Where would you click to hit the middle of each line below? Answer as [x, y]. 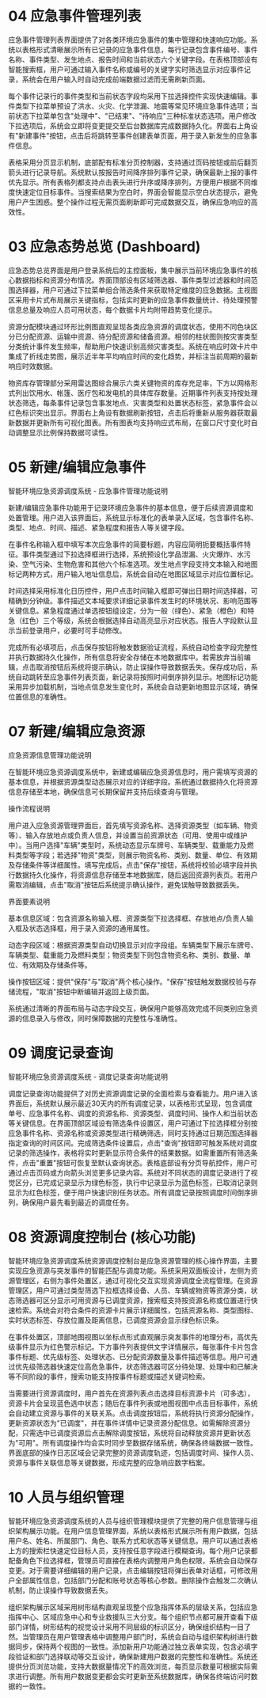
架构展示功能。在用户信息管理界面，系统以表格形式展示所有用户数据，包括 [136, 1531]
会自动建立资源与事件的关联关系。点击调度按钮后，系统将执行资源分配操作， [133, 1413]
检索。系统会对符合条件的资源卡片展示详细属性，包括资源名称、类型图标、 [136, 1310]
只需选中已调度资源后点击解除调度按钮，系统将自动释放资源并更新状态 [136, 1433]
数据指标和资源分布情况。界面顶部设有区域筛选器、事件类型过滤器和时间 [133, 280]
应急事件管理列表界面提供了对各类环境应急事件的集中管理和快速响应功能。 [129, 40]
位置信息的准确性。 [40, 697]
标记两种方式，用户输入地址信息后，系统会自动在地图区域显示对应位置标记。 [133, 574]
